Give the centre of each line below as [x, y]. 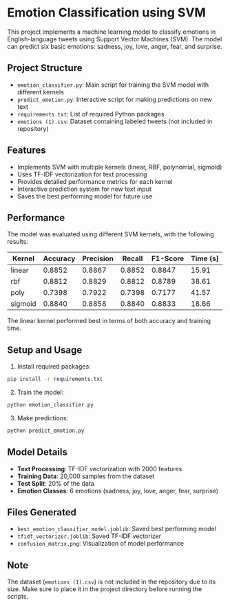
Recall [133, 258]
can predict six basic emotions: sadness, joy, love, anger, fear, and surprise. [115, 46]
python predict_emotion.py [46, 431]
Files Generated [42, 512]
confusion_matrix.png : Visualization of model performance [101, 544]
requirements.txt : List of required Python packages [91, 114]
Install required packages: [54, 367]
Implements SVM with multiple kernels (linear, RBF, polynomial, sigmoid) [119, 167]
